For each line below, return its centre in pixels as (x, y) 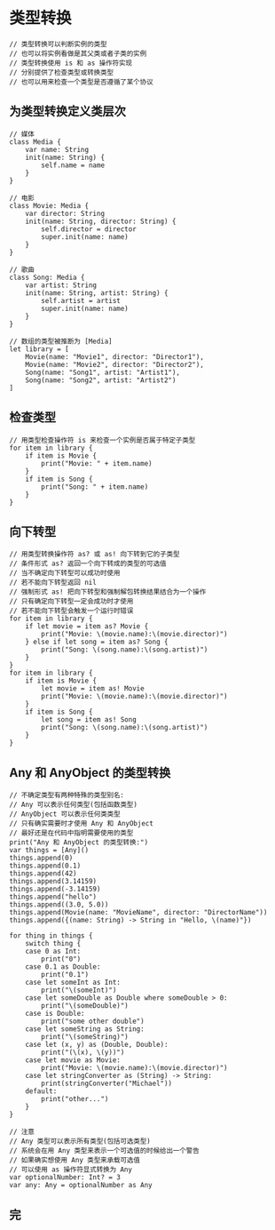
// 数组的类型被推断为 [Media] (61, 341)
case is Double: (55, 1014)
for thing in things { (51, 936)
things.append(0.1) (45, 866)
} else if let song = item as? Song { (97, 642)
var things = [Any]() (49, 851)
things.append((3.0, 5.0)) (59, 905)
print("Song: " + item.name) (95, 487)
